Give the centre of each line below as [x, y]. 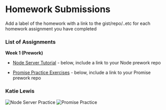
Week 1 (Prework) [24, 53]
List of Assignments [30, 42]
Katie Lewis [20, 91]
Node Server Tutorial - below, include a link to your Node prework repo [87, 63]
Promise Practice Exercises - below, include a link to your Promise [82, 72]
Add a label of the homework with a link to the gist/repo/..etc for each [78, 23]
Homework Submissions [58, 9]
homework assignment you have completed [51, 28]
